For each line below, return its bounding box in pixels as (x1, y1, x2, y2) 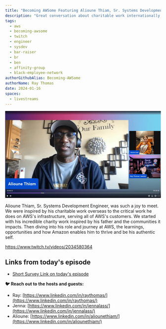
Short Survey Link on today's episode (12, 271, 89, 277)
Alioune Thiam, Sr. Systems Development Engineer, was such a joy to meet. (5, 203, 159, 209)
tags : (5, 18, 16, 23)
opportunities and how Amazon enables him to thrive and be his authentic (5, 229, 156, 235)
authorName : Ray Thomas (5, 81, 54, 86)
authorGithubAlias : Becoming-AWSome (5, 75, 81, 81)
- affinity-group (9, 65, 45, 70)
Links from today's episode (5, 258, 91, 266)
